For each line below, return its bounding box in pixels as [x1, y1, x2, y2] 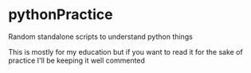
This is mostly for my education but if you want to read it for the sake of [8, 47, 243, 56]
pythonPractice [8, 6, 113, 24]
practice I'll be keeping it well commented [8, 56, 146, 65]
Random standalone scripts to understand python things [8, 32, 193, 41]
